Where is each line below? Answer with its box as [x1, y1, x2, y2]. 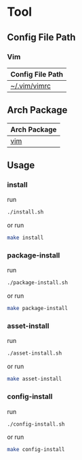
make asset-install [7, 376, 62, 383]
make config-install [7, 446, 66, 453]
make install [7, 234, 44, 242]
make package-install [7, 305, 68, 312]
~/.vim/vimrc [10, 81, 51, 90]
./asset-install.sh [7, 350, 62, 357]
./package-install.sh [7, 279, 68, 286]
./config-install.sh [7, 420, 66, 428]
